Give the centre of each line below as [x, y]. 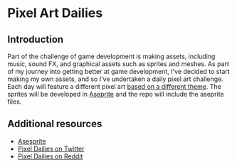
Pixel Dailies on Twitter [51, 149]
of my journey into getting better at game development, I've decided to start [118, 71]
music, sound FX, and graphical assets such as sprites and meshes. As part [118, 64]
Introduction [36, 39]
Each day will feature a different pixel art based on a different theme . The [115, 86]
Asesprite [32, 141]
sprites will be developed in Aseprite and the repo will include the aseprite [116, 94]
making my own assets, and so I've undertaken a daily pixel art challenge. [115, 79]
